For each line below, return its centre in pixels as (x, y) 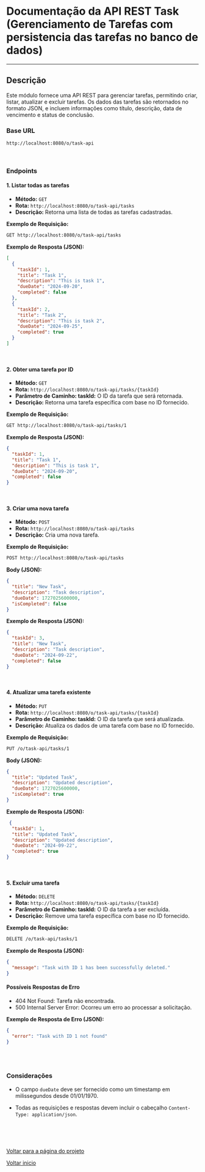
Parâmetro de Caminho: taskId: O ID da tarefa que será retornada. (99, 396)
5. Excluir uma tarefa (33, 883)
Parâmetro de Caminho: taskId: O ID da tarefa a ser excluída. (92, 909)
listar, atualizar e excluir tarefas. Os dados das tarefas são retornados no (98, 102)
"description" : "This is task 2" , (61, 321)
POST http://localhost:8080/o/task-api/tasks (65, 558)
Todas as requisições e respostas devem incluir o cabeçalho (91, 1108)
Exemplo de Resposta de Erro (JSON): (55, 1019)
